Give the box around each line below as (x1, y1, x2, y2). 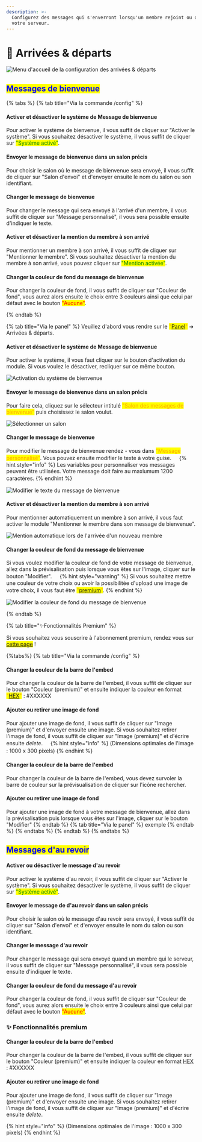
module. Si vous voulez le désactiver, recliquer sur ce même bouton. (6, 363, 176, 370)
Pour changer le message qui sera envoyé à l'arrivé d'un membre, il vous (6, 206, 188, 214)
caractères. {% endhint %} (6, 475, 73, 482)
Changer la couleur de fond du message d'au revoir (6, 982, 137, 989)
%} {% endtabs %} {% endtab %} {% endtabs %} (6, 827, 130, 834)
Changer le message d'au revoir (6, 942, 88, 949)
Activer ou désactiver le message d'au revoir (6, 862, 121, 869)
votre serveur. (11, 20, 50, 26)
